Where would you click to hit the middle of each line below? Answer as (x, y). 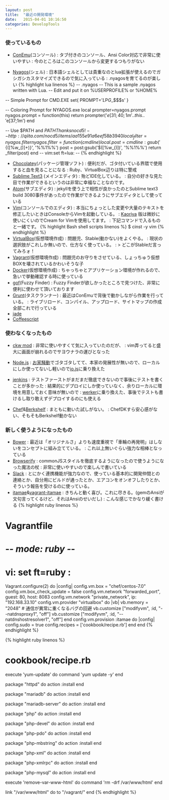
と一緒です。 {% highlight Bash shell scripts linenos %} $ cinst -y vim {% (88, 227)
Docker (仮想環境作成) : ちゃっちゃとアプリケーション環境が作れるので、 (88, 270)
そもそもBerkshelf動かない (49, 415)
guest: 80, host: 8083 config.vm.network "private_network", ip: (71, 597)
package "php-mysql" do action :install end (50, 773)
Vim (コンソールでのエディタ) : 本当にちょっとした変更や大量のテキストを (88, 208)
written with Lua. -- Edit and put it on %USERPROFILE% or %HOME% (85, 90)
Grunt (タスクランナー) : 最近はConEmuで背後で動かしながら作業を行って (88, 295)
